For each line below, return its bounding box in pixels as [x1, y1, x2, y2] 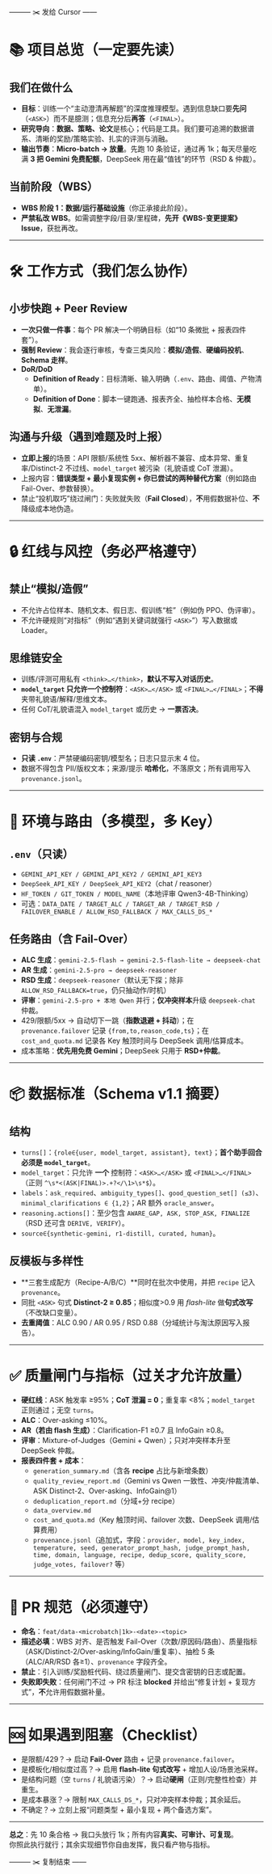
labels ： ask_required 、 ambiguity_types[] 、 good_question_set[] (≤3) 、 [20, 1188, 263, 1198]
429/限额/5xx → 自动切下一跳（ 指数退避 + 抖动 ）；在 [20, 1015, 195, 1025]
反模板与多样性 [9, 1254, 84, 1268]
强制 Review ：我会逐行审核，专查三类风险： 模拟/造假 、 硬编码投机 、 [20, 344, 249, 354]
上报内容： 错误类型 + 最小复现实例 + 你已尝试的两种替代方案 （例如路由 [20, 473, 257, 483]
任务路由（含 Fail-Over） [9, 932, 134, 946]
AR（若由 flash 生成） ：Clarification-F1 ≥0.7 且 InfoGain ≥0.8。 [20, 1425, 228, 1435]
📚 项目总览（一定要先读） [9, 41, 184, 59]
